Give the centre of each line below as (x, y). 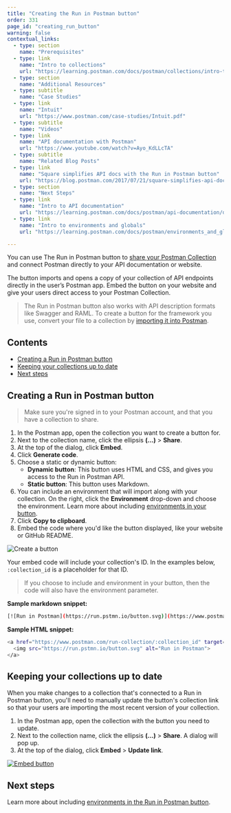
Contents (27, 342)
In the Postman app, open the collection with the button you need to (113, 721)
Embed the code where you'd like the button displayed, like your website (120, 528)
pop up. (28, 743)
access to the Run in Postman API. (76, 477)
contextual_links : (33, 39)
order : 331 (23, 20)
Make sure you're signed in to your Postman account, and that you (118, 412)
